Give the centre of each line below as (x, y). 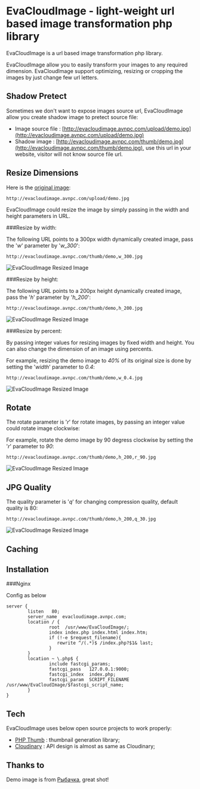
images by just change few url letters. (52, 77)
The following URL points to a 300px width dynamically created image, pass (100, 239)
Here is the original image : (39, 188)
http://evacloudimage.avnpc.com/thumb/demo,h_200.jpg (75, 308)
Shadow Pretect (36, 96)
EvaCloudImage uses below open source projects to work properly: (89, 728)
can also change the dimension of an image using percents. (80, 349)
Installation (27, 569)
